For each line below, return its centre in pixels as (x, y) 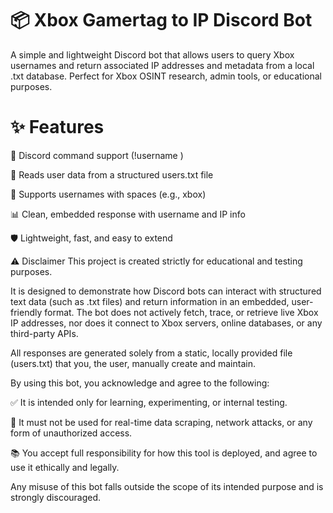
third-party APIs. (44, 333)
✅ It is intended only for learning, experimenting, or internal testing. (149, 402)
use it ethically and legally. (65, 467)
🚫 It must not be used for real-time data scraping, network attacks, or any (161, 422)
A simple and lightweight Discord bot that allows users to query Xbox (152, 54)
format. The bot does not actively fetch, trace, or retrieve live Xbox (181, 312)
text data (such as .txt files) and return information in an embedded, (150, 301)
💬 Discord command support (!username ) (97, 155)
